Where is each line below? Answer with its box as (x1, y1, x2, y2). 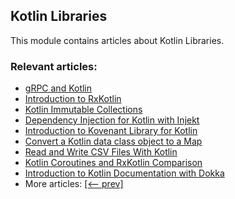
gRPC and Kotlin (24, 82, 93, 94)
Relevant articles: (10, 59, 98, 73)
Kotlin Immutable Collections (24, 104, 143, 116)
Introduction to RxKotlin (24, 93, 122, 105)
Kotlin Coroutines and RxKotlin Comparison (24, 157, 203, 169)
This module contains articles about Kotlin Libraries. (10, 34, 225, 46)
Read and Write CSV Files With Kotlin (24, 146, 178, 158)
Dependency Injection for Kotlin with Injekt (24, 114, 200, 126)
